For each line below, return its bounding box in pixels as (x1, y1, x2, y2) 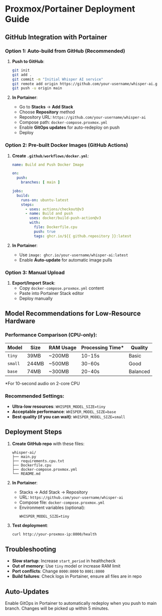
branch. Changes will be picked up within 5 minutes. (5, 605, 109, 611)
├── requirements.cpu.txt (12, 459, 64, 463)
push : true (33, 229, 56, 234)
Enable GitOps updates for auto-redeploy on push (19, 124, 120, 130)
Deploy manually (19, 295, 53, 301)
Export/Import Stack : (12, 280, 56, 286)
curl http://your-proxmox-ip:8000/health (12, 532, 97, 537)
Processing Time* (81, 344, 124, 351)
